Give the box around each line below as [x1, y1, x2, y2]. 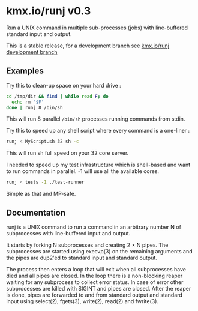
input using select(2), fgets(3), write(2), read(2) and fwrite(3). [6, 297, 159, 304]
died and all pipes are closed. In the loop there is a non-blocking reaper [6, 272, 183, 279]
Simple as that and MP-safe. [6, 190, 76, 198]
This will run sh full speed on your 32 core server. [6, 149, 129, 157]
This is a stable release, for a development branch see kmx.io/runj [6, 42, 170, 49]
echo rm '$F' [11, 99, 44, 105]
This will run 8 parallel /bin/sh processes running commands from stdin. [6, 115, 185, 122]
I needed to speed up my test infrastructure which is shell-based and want [6, 161, 191, 169]
